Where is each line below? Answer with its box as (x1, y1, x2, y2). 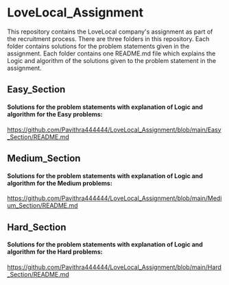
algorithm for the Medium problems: (7, 179, 113, 187)
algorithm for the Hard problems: (7, 248, 103, 256)
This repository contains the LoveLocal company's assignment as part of (7, 27, 213, 36)
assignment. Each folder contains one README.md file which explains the (7, 49, 216, 58)
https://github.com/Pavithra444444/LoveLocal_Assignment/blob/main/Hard (7, 262, 221, 271)
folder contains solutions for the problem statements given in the (7, 42, 190, 50)
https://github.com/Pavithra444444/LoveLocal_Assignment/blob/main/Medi (7, 194, 222, 203)
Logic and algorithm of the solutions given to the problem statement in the (7, 56, 217, 64)
